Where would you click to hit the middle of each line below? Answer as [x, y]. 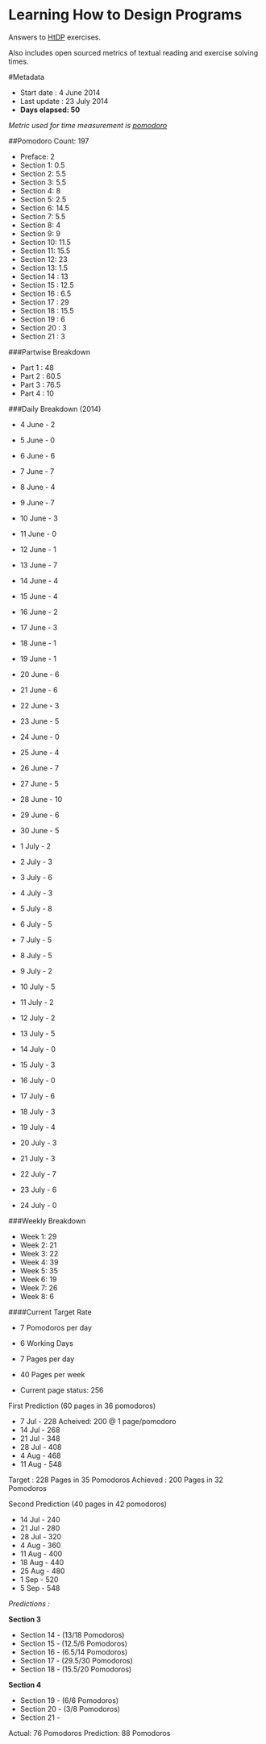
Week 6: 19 [38, 1279]
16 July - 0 [37, 1080]
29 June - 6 [39, 815]
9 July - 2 [36, 971]
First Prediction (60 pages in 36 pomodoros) [82, 1406]
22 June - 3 [39, 705]
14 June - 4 [39, 580]
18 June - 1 [38, 643]
